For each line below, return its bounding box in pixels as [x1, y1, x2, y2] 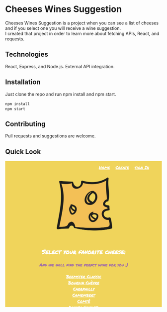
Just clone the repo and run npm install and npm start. [5, 91, 116, 97]
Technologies [5, 50, 49, 59]
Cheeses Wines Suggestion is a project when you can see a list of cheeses [5, 20, 159, 26]
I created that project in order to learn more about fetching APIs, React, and [5, 30, 160, 36]
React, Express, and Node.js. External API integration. [5, 63, 115, 69]
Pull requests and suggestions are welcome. [5, 133, 96, 139]
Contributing [5, 119, 46, 128]
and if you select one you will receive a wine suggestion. [5, 25, 121, 31]
